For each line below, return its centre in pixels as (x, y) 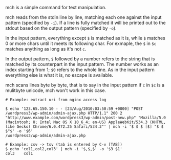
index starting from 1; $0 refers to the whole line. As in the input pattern (80, 70)
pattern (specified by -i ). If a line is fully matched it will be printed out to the (85, 23)
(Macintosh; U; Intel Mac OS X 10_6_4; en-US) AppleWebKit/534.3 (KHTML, (86, 122)
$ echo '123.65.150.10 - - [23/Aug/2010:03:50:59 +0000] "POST (74, 109)
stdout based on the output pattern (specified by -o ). (61, 28)
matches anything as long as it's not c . (46, 49)
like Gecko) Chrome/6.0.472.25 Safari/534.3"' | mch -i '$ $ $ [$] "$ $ (84, 127)
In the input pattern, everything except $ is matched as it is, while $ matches (85, 38)
